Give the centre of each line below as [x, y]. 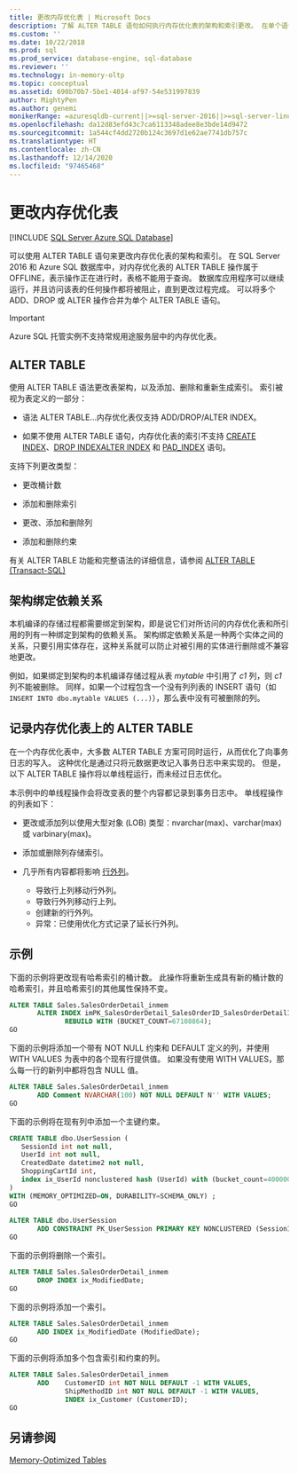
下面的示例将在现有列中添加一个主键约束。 [87, 1121]
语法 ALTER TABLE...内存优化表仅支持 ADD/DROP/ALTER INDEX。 [141, 417]
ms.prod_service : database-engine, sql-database [101, 59]
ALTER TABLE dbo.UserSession [63, 1221]
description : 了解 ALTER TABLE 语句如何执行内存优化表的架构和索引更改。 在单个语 [149, 26]
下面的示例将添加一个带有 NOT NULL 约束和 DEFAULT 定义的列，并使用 [140, 1048]
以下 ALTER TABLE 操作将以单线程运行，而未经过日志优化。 [118, 774]
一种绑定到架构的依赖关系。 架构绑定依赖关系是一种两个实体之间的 [161, 635]
